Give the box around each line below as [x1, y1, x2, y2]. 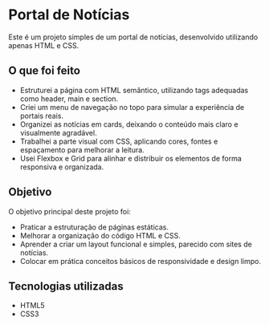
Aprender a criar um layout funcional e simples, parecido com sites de [19, 239, 253, 249]
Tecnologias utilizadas [8, 279, 124, 293]
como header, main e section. [19, 94, 119, 104]
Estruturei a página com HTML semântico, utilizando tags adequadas [19, 85, 249, 95]
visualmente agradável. [19, 128, 98, 137]
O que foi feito [8, 64, 80, 78]
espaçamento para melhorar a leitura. [19, 144, 145, 154]
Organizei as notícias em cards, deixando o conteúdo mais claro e [19, 119, 238, 129]
